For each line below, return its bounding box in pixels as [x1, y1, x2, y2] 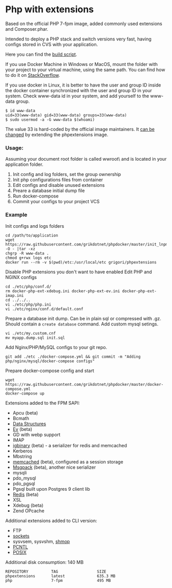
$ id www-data [5, 108, 36, 113]
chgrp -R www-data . [5, 251, 50, 256]
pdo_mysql [12, 475, 36, 481]
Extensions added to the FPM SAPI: [5, 400, 80, 406]
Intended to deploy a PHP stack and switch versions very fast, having [5, 36, 152, 42]
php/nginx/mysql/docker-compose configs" [5, 358, 95, 364]
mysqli [12, 469, 27, 475]
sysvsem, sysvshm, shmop [12, 538, 70, 545]
